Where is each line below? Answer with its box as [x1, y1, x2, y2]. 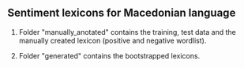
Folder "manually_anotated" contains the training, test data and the [18, 27, 236, 36]
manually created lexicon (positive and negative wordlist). [18, 36, 207, 45]
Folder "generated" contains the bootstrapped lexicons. [18, 51, 201, 60]
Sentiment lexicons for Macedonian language [7, 6, 236, 20]
